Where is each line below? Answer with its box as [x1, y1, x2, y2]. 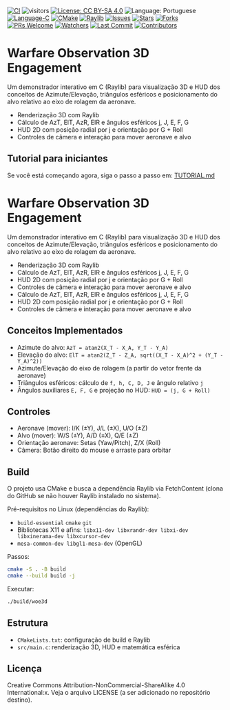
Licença [7, 662, 43, 674]
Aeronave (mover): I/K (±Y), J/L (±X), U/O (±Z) [17, 424, 148, 433]
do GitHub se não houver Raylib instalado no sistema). [7, 492, 161, 500]
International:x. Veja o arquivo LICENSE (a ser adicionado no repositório [7, 689, 211, 697]
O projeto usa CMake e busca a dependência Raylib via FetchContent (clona [7, 484, 224, 493]
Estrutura [7, 618, 49, 629]
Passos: [7, 553, 30, 561]
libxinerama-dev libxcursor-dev [17, 533, 110, 540]
